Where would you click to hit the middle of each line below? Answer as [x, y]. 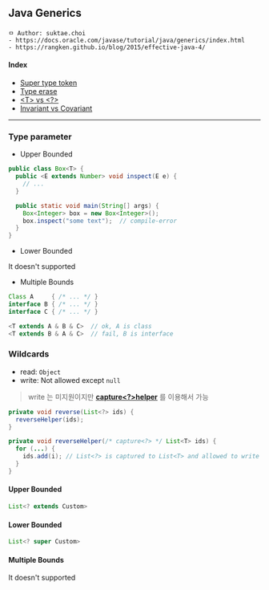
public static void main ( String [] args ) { [87, 205]
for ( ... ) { [36, 449]
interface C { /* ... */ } [53, 311]
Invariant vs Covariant [56, 108]
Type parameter [40, 136]
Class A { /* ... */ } [53, 297]
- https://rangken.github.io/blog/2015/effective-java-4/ [107, 47]
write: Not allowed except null [70, 380]
